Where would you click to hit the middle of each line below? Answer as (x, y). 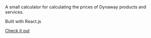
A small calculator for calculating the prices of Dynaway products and (76, 7)
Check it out (17, 31)
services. (14, 12)
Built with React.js (23, 21)
